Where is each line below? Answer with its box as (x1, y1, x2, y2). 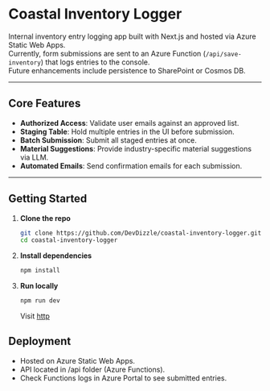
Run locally (19, 281, 59, 291)
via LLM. (19, 152, 49, 162)
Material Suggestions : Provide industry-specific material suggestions (19, 144, 252, 153)
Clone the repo (19, 213, 71, 223)
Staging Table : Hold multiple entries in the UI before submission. (19, 127, 235, 136)
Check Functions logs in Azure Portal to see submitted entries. (19, 372, 227, 383)
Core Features (8, 97, 81, 110)
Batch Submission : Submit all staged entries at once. (19, 135, 197, 145)
